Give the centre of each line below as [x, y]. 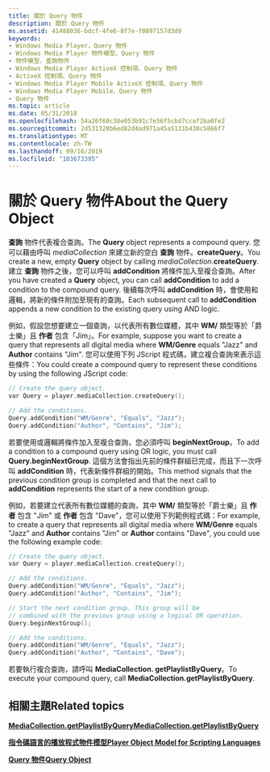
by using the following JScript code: [68, 373]
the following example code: [55, 542]
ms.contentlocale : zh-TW [50, 143]
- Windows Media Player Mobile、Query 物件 [81, 91]
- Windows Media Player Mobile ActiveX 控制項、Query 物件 [106, 83]
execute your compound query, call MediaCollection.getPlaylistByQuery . [132, 678]
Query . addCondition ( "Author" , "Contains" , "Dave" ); [97, 653]
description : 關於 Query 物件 [56, 23]
